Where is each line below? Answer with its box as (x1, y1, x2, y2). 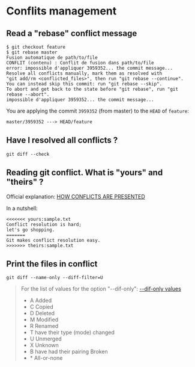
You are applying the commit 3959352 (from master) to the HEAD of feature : (6, 107, 189, 114)
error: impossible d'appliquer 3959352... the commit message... (6, 65, 173, 71)
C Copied (29, 303, 54, 310)
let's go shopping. (6, 227, 55, 233)
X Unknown (29, 342, 59, 349)
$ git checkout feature (6, 44, 66, 50)
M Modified (29, 316, 59, 323)
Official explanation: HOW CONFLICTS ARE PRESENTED (6, 193, 145, 200)
